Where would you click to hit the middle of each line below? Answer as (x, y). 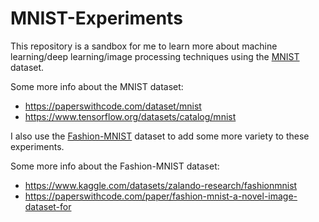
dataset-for (48, 206)
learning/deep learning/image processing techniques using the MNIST (155, 56)
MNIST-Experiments (96, 18)
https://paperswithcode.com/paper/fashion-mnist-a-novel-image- (161, 196)
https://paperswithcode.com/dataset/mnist (113, 106)
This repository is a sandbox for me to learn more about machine (144, 46)
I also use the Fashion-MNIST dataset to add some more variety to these (160, 136)
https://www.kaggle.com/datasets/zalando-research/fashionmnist (161, 185)
